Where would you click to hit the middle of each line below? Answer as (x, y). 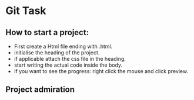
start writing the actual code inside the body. (68, 65)
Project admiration (40, 90)
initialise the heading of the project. (57, 53)
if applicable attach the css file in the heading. (70, 59)
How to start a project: (47, 32)
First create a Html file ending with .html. (63, 46)
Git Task (26, 11)
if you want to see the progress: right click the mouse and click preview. (101, 71)
